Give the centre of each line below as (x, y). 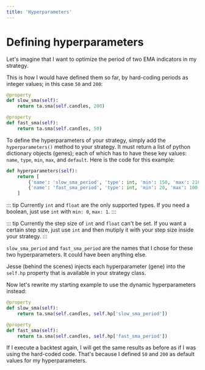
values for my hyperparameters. (47, 361)
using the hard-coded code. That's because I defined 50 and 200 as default (101, 354)
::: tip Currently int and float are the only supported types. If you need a (98, 205)
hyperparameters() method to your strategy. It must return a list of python (99, 146)
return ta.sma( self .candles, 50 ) (60, 129)
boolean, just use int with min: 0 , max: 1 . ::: (61, 212)
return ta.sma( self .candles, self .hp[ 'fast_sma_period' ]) (92, 336)
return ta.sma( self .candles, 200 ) (61, 106)
